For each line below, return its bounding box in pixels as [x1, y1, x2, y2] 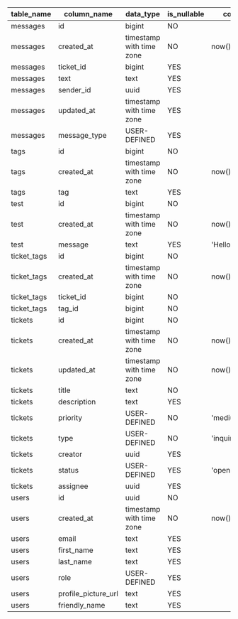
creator [57, 449, 83, 459]
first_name [57, 545, 93, 555]
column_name [63, 9, 113, 18]
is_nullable [167, 9, 205, 18]
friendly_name [57, 601, 106, 610]
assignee [57, 481, 89, 491]
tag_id [57, 303, 79, 313]
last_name [57, 557, 92, 566]
